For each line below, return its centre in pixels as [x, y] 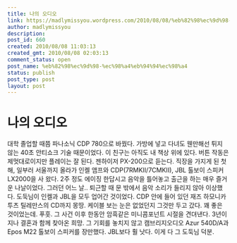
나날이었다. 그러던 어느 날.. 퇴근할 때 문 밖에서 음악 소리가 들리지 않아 [109, 188]
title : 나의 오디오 [32, 14]
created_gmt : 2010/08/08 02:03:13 [58, 54]
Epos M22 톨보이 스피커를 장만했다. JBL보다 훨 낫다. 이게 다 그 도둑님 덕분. [111, 232]
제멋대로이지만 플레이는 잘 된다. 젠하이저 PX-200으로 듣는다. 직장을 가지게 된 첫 [117, 161]
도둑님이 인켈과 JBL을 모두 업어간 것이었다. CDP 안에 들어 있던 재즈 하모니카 [122, 197]
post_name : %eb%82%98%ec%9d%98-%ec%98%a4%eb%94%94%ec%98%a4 [98, 66]
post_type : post [31, 79]
